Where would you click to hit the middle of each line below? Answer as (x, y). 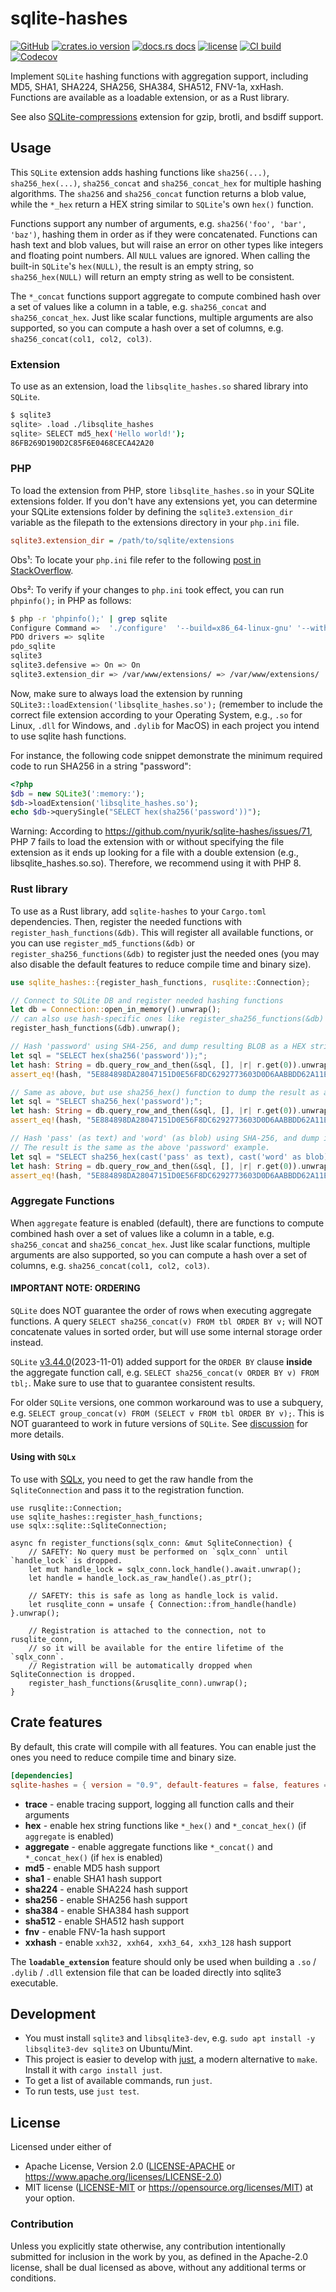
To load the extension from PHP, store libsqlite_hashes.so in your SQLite (162, 490)
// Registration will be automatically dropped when (140, 1666)
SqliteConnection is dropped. (73, 1675)
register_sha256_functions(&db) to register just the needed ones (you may (165, 953)
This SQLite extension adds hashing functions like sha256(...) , (140, 172)
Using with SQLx (43, 1457)
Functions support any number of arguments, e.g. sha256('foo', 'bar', (158, 223)
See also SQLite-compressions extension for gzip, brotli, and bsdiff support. (167, 116)
